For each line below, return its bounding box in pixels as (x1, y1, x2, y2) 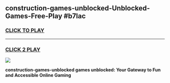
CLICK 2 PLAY (5, 46, 40, 53)
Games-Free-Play (5, 12, 62, 21)
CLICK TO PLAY (5, 27, 45, 34)
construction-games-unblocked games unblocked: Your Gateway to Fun (5, 66, 161, 72)
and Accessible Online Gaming (5, 72, 71, 78)
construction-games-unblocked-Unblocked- (5, 4, 150, 13)
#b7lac (63, 12, 86, 21)
